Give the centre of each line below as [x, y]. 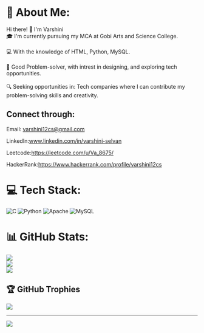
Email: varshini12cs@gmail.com [46, 129]
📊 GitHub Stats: [48, 237]
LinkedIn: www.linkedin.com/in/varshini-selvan [64, 141]
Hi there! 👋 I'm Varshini [35, 29]
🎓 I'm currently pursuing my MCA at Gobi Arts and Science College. [92, 36]
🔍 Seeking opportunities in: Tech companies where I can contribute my [96, 86]
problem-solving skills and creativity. [52, 95]
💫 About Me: [38, 12]
